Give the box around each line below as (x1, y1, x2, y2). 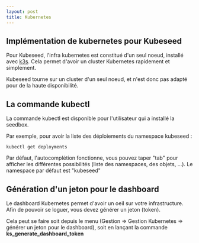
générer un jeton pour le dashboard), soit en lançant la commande (6, 223, 168, 231)
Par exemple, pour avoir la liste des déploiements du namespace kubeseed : (6, 132, 192, 140)
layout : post (6, 8, 38, 15)
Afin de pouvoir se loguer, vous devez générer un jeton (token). (6, 206, 161, 213)
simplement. (6, 64, 37, 72)
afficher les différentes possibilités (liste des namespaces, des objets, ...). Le (6, 161, 193, 168)
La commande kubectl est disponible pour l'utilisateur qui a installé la (6, 115, 175, 122)
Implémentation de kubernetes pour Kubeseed (6, 36, 182, 46)
